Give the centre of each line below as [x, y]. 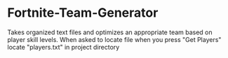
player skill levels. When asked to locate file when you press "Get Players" [114, 39]
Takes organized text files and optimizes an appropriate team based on [110, 32]
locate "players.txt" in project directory [63, 47]
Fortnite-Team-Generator [83, 13]
